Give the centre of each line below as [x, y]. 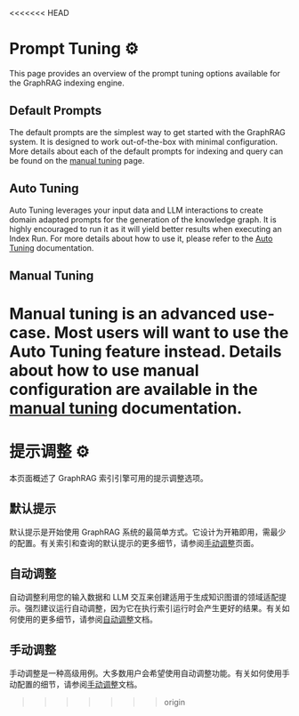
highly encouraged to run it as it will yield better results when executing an [145, 229]
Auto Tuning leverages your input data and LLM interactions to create [137, 210]
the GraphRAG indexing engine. [67, 83]
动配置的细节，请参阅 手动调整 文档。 [76, 684]
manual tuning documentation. [126, 409]
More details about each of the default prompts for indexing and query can [146, 151]
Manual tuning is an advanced [123, 314]
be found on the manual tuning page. [77, 160]
